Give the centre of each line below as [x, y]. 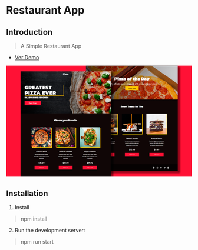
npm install [34, 219]
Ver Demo [27, 57]
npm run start [37, 242]
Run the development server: [50, 231]
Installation [27, 193]
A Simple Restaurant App [51, 46]
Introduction [29, 32]
